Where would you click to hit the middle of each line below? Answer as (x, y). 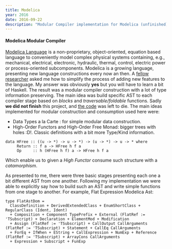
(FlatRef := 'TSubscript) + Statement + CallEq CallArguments (73, 228)
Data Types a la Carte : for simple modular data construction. (77, 122)
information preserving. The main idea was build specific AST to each (79, 96)
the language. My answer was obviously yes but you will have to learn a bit (84, 84)
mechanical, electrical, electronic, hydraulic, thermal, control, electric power (85, 63)
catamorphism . (21, 166)
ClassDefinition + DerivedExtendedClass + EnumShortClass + (75, 206)
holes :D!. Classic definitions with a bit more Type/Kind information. (84, 132)
